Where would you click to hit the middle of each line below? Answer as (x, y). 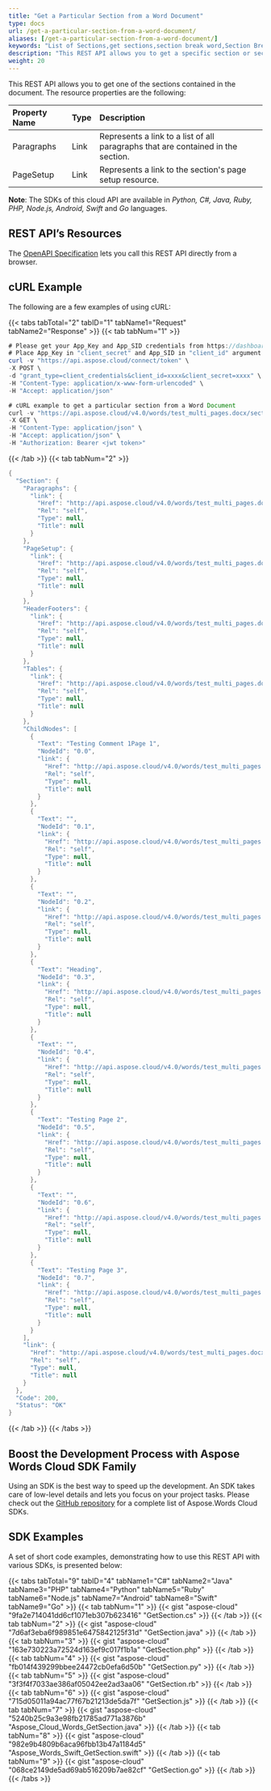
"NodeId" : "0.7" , (66, 1278)
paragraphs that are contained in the (169, 146)
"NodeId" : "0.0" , (66, 752)
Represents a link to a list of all (157, 136)
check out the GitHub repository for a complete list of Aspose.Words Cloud (133, 1503)
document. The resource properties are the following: (97, 92)
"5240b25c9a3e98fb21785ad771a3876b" (77, 1718)
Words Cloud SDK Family (73, 1466)
